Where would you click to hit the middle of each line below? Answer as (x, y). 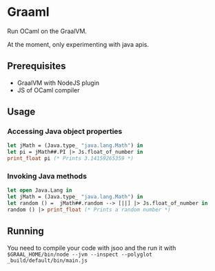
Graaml (28, 12)
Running (26, 231)
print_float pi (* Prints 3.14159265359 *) (71, 159)
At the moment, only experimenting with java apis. (78, 44)
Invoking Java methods (47, 176)
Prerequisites (37, 66)
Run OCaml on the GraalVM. (47, 31)
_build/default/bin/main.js (48, 260)
